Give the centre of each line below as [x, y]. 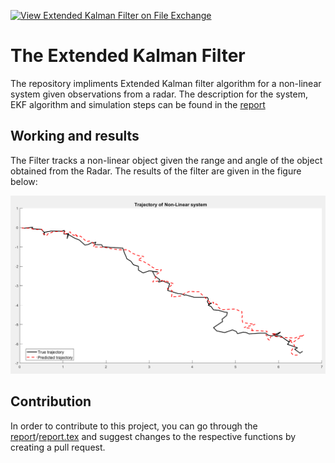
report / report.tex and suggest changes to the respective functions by [153, 436]
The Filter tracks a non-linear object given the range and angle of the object [166, 160]
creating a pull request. [58, 447]
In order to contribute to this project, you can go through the [134, 426]
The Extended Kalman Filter [128, 56]
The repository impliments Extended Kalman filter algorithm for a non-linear [166, 83]
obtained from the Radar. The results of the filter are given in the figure [156, 171]
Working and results [75, 136]
